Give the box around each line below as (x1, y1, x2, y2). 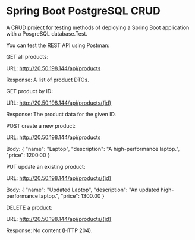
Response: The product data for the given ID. (6, 110, 117, 118)
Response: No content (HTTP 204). (6, 227, 93, 234)
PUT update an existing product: (6, 163, 86, 170)
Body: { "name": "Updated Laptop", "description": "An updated (6, 186, 159, 193)
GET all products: (6, 53, 49, 60)
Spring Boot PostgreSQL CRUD (6, 4, 161, 18)
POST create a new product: (6, 122, 76, 129)
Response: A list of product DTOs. (6, 76, 89, 83)
